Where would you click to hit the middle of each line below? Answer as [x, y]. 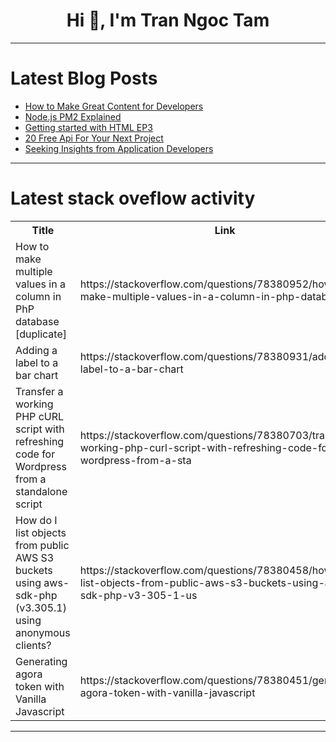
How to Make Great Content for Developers [114, 106]
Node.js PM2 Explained [73, 116]
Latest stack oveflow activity [133, 198]
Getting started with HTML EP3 [88, 127]
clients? [33, 645]
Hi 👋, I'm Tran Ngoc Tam [168, 20]
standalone [41, 491]
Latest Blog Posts [84, 78]
